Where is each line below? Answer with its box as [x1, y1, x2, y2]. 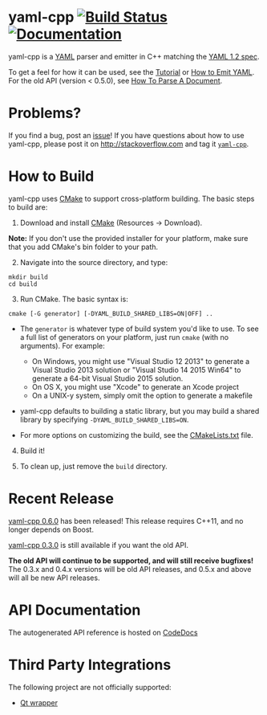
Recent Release [8, 490, 115, 508]
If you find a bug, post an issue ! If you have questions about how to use [8, 130, 245, 140]
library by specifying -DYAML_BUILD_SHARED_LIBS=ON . [19, 415, 189, 424]
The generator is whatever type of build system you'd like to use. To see [19, 324, 259, 333]
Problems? [8, 104, 82, 122]
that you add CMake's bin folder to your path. [8, 242, 159, 251]
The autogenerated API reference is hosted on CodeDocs [8, 627, 198, 637]
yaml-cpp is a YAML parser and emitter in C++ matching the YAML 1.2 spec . [8, 51, 260, 61]
